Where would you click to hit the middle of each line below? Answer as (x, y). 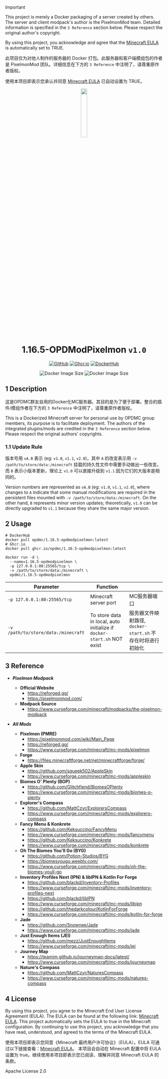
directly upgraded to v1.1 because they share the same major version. (77, 508)
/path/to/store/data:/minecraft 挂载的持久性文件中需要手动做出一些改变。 (83, 465)
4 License (21, 999)
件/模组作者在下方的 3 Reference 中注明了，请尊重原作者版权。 (70, 408)
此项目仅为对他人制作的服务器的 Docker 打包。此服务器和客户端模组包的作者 (84, 58)
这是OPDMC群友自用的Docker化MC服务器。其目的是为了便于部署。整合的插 (83, 401)
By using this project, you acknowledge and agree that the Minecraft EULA (82, 42)
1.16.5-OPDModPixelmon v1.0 (84, 350)
